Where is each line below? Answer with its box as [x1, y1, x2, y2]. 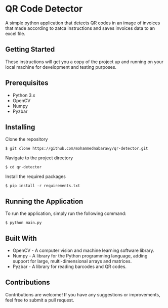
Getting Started [5, 45, 55, 54]
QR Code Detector [5, 3, 83, 15]
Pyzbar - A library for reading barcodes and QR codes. [12, 263, 127, 270]
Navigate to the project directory [5, 155, 73, 161]
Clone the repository [5, 136, 48, 142]
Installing [5, 122, 35, 131]
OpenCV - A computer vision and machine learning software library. [12, 247, 154, 253]
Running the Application [5, 197, 83, 205]
